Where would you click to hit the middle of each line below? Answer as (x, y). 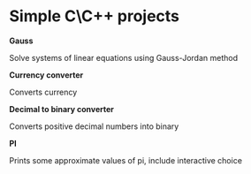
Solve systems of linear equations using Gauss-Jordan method (124, 57)
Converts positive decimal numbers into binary (94, 126)
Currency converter (46, 75)
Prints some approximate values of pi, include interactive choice (126, 160)
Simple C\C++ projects (94, 16)
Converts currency (43, 92)
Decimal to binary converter (62, 109)
